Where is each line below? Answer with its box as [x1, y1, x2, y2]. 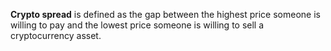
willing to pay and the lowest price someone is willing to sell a [10, 19, 265, 31]
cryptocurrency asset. [10, 30, 102, 41]
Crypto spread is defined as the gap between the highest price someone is [10, 9, 321, 20]
